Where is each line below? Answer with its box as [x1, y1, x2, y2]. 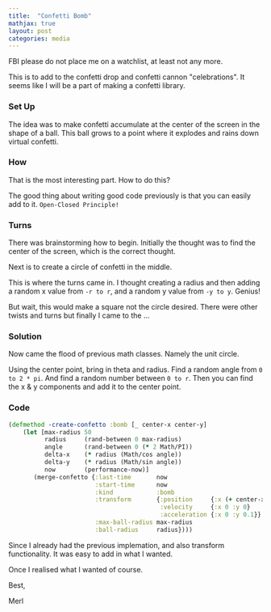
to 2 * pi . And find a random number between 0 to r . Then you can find [8, 374, 254, 383]
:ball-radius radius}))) [94, 525, 194, 534]
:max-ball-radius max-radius [94, 518, 194, 526]
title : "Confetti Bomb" [8, 11, 92, 20]
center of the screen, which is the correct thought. [8, 247, 176, 256]
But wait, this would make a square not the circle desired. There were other [8, 302, 258, 312]
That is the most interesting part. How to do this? [8, 175, 171, 184]
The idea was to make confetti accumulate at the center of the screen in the [8, 119, 261, 129]
